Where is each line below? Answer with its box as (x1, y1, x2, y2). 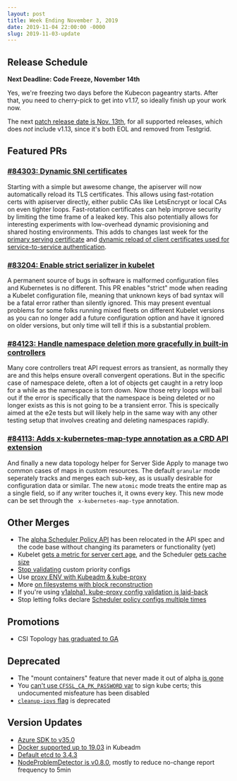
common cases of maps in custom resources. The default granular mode (7, 466, 221, 475)
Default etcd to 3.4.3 (17, 750, 78, 759)
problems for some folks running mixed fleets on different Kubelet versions (7, 306, 225, 315)
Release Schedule (7, 56, 88, 68)
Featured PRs (7, 145, 68, 157)
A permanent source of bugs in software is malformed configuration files (7, 276, 219, 285)
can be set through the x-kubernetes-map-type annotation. (7, 496, 179, 505)
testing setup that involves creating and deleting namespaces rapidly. (7, 416, 209, 424)
